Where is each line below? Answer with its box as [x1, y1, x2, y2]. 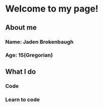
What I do [5, 67, 36, 76]
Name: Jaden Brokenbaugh [5, 38, 74, 45]
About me [5, 23, 37, 32]
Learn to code [5, 96, 40, 103]
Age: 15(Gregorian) [5, 51, 53, 59]
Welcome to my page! [5, 3, 98, 15]
